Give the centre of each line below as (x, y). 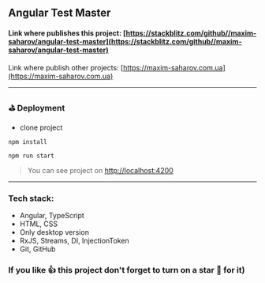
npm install (28, 141)
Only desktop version (54, 232)
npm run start (32, 156)
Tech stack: (31, 198)
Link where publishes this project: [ (67, 33)
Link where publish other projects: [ (66, 67)
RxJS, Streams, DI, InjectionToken (75, 241)
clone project (41, 127)
